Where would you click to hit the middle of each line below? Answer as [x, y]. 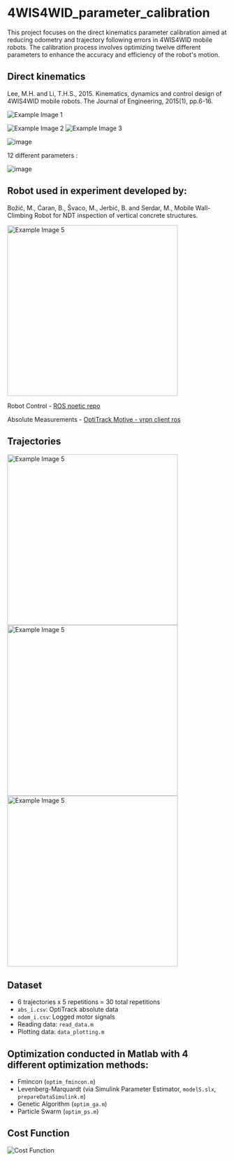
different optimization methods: [78, 1065]
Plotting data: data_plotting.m [61, 1032]
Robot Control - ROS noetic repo [54, 406]
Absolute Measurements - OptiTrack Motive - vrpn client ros [94, 419]
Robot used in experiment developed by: [97, 191]
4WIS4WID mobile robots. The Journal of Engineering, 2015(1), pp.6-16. [110, 101]
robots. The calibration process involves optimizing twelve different [104, 47]
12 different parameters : [43, 155]
